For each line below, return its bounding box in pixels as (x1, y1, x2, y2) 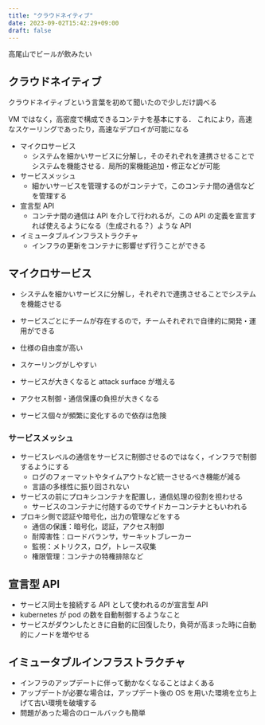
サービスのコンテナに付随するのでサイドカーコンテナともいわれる (31, 502, 248, 511)
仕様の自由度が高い (19, 343, 84, 352)
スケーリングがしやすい (19, 360, 97, 369)
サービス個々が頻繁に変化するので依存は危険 (19, 411, 167, 420)
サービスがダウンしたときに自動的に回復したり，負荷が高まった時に (19, 620, 243, 629)
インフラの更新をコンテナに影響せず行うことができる (31, 241, 206, 251)
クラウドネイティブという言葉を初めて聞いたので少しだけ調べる (8, 97, 217, 108)
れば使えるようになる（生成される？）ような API (31, 221, 192, 231)
